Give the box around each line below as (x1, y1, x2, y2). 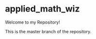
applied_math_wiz (5, 3, 80, 14)
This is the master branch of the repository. (5, 28, 92, 34)
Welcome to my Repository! (5, 19, 60, 25)
